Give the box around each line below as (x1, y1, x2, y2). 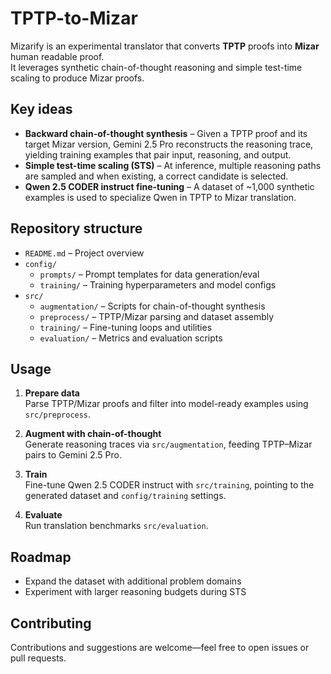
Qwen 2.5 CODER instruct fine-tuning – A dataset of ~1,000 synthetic (24, 180, 315, 192)
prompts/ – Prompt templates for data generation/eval (39, 268, 260, 280)
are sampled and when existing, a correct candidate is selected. (24, 170, 289, 182)
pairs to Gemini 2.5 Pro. (24, 449, 123, 461)
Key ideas (10, 101, 73, 118)
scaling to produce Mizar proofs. (10, 72, 145, 84)
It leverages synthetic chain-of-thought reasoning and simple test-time (10, 61, 303, 73)
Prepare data (24, 387, 80, 399)
